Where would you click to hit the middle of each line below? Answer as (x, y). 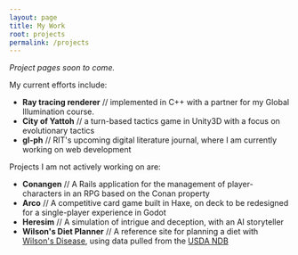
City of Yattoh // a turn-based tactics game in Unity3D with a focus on (151, 121)
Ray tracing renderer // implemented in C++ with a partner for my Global (156, 103)
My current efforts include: (58, 85)
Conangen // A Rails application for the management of (124, 185)
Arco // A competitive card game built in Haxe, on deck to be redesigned (155, 203)
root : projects (37, 34)
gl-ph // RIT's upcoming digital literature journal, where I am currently (149, 140)
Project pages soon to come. (62, 68)
